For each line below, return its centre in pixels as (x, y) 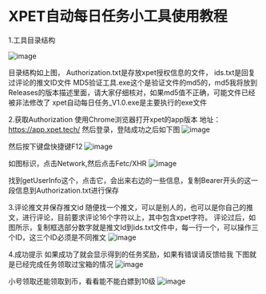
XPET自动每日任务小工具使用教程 (118, 16)
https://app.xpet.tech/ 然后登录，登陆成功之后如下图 (94, 129)
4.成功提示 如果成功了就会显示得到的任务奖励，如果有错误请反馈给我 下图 (129, 254)
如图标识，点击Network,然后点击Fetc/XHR (77, 163)
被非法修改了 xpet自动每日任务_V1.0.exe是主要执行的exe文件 (108, 102)
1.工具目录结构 (32, 40)
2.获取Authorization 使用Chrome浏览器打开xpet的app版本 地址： (115, 119)
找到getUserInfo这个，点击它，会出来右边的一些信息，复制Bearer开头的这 (130, 180)
